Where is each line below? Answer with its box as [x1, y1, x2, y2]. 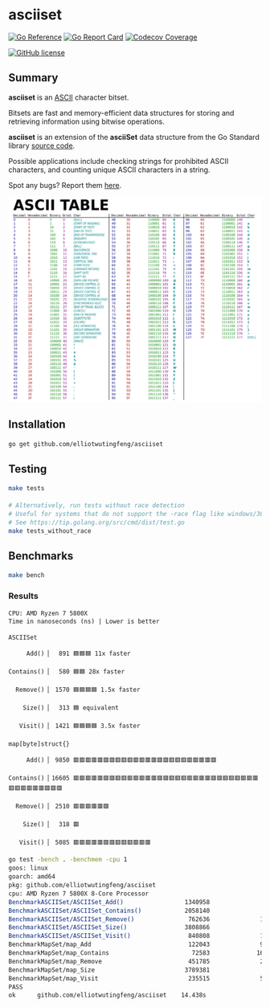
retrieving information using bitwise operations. [8, 117, 165, 126]
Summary [8, 71, 59, 85]
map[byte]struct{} [8, 740, 70, 748]
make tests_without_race [8, 526, 92, 535]
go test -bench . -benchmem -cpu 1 [8, 856, 128, 864]
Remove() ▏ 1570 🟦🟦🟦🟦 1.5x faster [15, 686, 141, 694]
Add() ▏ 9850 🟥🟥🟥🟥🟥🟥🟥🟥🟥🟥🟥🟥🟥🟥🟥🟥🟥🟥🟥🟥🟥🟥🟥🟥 [26, 756, 217, 764]
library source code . [8, 141, 76, 150]
